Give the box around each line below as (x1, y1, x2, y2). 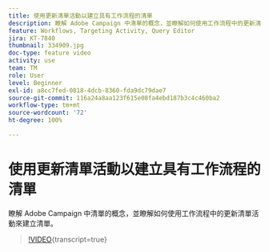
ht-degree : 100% (8, 116, 62, 124)
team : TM (8, 64, 38, 72)
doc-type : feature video (8, 49, 91, 57)
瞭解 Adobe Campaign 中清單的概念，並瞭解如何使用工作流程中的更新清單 (8, 208, 252, 217)
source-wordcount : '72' (8, 109, 88, 117)
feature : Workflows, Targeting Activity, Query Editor (8, 26, 195, 35)
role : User (8, 71, 45, 79)
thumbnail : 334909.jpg (8, 42, 84, 50)
